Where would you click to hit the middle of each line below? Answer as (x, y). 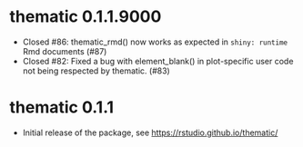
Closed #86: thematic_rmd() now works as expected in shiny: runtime (155, 42)
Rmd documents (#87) (65, 51)
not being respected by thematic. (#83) (96, 71)
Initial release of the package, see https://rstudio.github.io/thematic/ (150, 132)
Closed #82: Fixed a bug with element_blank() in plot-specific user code (158, 61)
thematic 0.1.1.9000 (86, 17)
